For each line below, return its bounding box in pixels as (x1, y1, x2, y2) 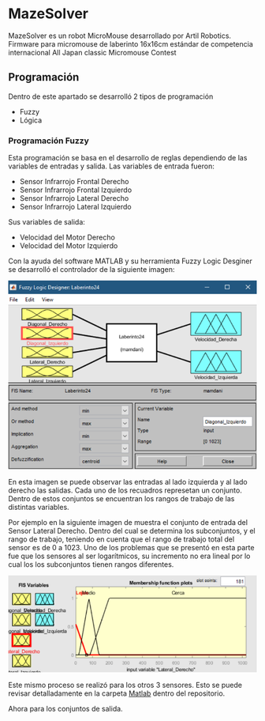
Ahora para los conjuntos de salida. (8, 704, 124, 714)
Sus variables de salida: (8, 217, 85, 227)
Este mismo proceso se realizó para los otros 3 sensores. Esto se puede (8, 681, 243, 690)
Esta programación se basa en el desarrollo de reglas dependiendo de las (8, 153, 248, 163)
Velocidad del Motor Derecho (19, 232, 116, 242)
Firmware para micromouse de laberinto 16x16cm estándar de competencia (8, 39, 254, 48)
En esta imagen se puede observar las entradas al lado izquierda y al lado (8, 477, 248, 486)
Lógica (19, 115, 43, 125)
